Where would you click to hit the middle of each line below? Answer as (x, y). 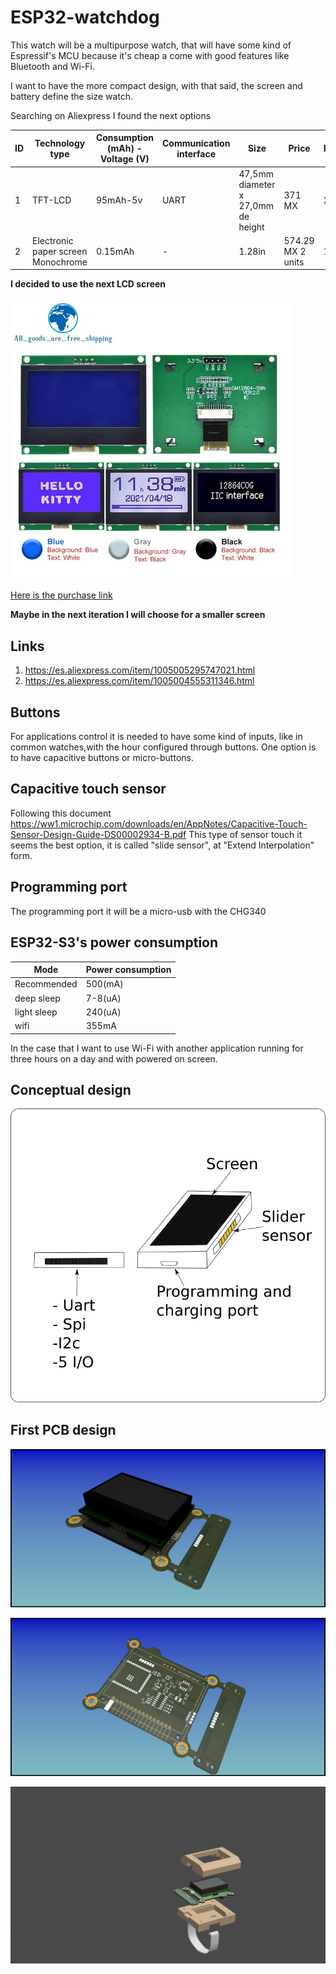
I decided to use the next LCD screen (88, 284)
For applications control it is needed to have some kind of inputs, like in (156, 737)
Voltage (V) (124, 159)
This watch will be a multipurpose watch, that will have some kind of (151, 45)
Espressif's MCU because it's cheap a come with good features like (150, 55)
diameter (257, 184)
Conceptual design (71, 1089)
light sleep (36, 1012)
